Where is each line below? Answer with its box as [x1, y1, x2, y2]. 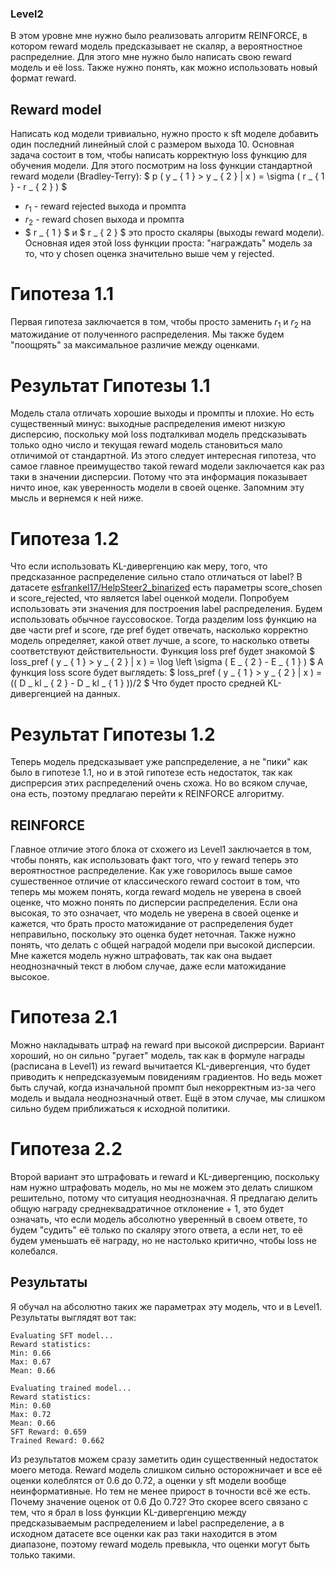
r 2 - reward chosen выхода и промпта [24, 213, 185, 227]
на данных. [73, 688, 121, 700]
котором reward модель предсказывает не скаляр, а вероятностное [10, 40, 303, 52]
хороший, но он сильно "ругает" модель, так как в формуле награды [10, 1050, 306, 1061]
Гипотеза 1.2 [10, 527, 120, 550]
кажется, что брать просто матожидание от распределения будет [10, 918, 294, 930]
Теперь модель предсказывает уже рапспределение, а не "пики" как [10, 756, 308, 768]
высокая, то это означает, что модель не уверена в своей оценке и [10, 907, 299, 919]
